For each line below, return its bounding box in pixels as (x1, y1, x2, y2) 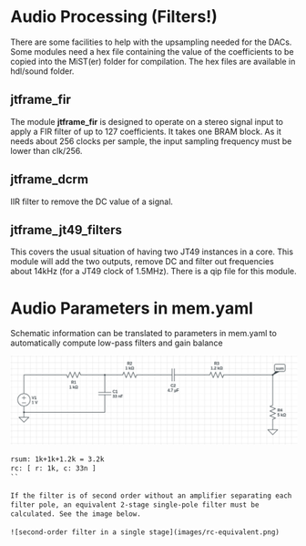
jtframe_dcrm (10, 171, 89, 188)
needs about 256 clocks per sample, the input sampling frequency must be (10, 135, 292, 147)
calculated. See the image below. (10, 510, 142, 519)
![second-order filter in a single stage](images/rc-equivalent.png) (10, 528, 280, 537)
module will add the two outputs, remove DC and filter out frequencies (10, 256, 274, 267)
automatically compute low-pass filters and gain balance (10, 337, 223, 348)
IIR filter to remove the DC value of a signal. (10, 196, 174, 207)
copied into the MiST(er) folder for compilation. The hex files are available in (10, 56, 296, 67)
